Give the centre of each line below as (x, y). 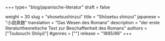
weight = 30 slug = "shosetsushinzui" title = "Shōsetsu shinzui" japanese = (83, 17)
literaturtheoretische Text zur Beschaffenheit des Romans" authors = (76, 28)
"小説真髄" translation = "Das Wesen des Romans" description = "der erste (82, 22)
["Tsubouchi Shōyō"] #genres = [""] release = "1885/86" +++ (68, 33)
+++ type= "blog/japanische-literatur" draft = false (58, 7)
